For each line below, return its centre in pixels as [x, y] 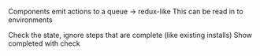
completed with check [44, 43]
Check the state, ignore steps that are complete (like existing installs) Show [130, 35]
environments [30, 20]
